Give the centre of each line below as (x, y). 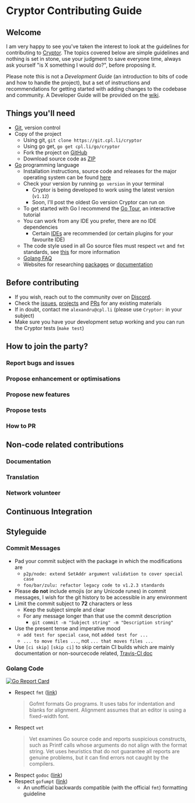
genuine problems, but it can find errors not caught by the (99, 758)
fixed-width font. (49, 716)
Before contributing (43, 283)
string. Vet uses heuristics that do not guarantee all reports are (104, 751)
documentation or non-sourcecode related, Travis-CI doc (83, 653)
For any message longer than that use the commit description (97, 616)
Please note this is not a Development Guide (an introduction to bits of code (97, 76)
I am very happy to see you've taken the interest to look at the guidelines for (97, 46)
